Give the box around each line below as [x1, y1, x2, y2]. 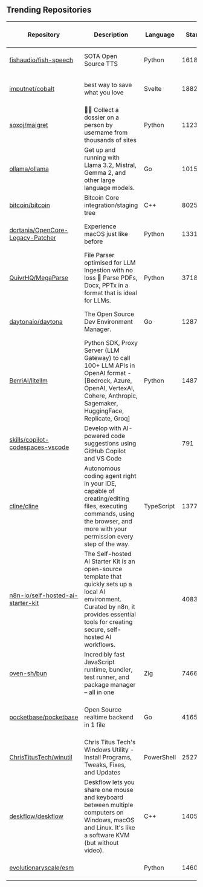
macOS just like [84, 229, 128, 238]
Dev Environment [84, 317, 133, 326]
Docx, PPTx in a [84, 281, 129, 289]
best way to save [84, 80, 132, 89]
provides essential [84, 610, 136, 618]
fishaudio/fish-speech [9, 56, 74, 64]
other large [84, 175, 115, 184]
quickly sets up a [84, 580, 132, 588]
